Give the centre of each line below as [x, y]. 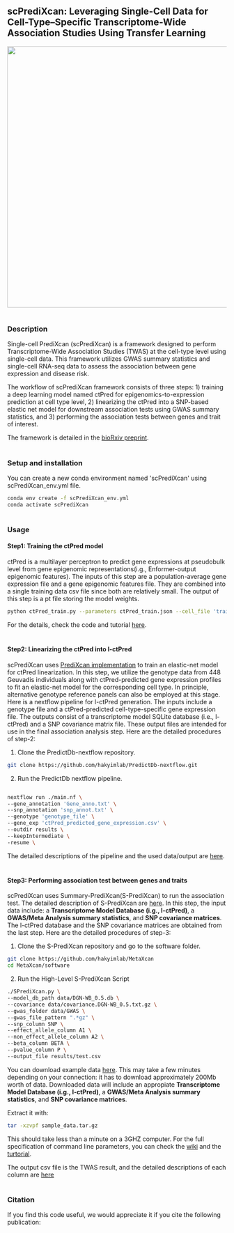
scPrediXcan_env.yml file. [44, 485]
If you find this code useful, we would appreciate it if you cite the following [114, 1215]
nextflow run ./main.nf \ [45, 797]
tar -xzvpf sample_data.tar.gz [53, 1125]
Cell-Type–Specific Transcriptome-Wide [97, 23]
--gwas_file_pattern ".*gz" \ [51, 1017]
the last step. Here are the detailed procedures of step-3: [89, 933]
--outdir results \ [36, 830]
